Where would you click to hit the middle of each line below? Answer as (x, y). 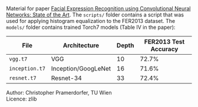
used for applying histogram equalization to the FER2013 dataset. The (91, 21)
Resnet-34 (67, 78)
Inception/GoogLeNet (81, 68)
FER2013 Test (164, 42)
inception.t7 (27, 68)
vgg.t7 (18, 59)
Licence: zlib (22, 99)
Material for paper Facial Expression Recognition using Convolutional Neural (98, 9)
